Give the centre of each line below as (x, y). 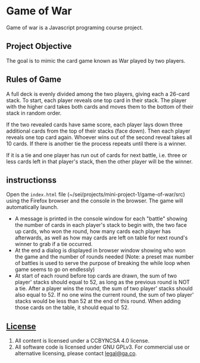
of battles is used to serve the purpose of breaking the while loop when (102, 263)
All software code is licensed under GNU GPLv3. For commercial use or (102, 347)
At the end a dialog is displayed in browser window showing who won (100, 250)
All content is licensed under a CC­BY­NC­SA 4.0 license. (82, 341)
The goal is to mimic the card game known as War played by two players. (96, 60)
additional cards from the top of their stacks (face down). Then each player (98, 131)
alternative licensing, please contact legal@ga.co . (76, 353)
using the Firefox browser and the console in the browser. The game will (95, 201)
